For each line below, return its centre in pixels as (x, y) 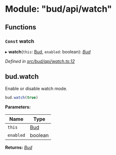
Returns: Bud (19, 147)
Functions (21, 27)
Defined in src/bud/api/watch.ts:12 (40, 61)
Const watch (20, 41)
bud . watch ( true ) (22, 97)
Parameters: (18, 107)
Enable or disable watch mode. (36, 88)
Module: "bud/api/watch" (58, 9)
